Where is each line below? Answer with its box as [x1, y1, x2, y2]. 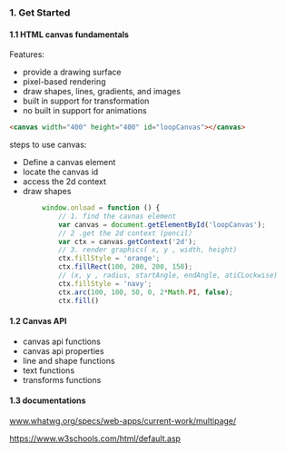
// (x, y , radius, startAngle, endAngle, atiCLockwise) [57, 271, 279, 280]
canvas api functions [22, 336, 102, 347]
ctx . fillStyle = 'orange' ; [57, 254, 161, 263]
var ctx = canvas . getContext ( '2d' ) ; [57, 237, 197, 246]
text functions [22, 365, 75, 376]
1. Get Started [9, 6, 71, 19]
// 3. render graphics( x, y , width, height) [57, 245, 238, 255]
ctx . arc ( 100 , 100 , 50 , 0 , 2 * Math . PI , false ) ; [57, 288, 234, 297]
